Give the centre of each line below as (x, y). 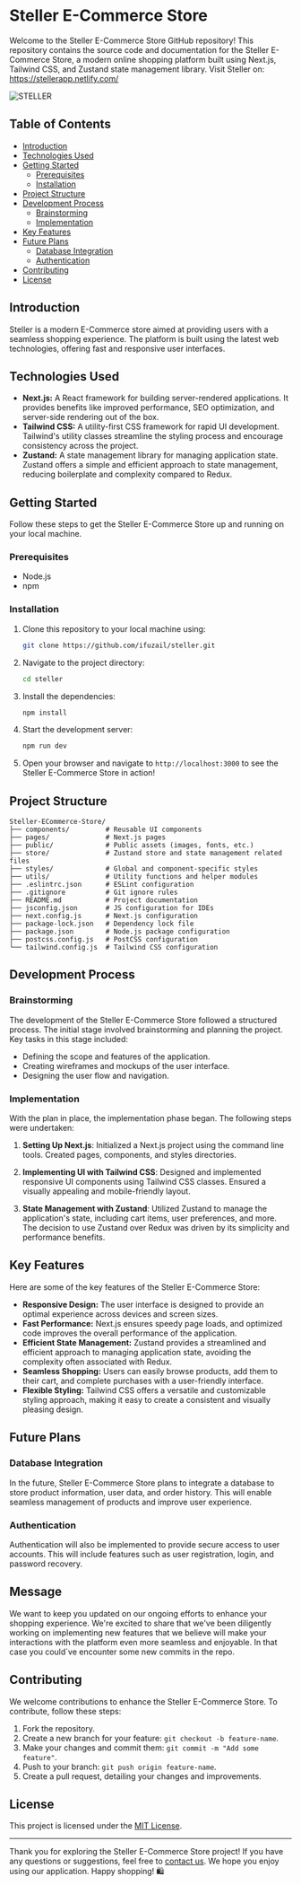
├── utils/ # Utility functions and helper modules (133, 877)
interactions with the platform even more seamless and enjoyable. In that (143, 1642)
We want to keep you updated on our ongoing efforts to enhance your (138, 1613)
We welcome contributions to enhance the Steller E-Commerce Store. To (143, 1701)
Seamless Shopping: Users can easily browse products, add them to (150, 1371)
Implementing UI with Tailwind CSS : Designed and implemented (142, 1172)
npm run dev (44, 746)
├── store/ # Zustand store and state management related (146, 854)
